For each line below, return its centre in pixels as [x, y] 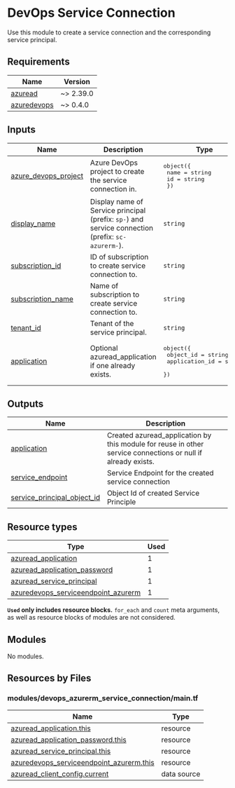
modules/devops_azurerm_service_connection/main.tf [103, 698]
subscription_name [42, 299]
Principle [122, 502]
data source [181, 774]
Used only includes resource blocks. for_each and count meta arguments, [114, 610]
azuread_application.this [51, 728]
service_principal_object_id [56, 498]
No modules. [26, 656]
